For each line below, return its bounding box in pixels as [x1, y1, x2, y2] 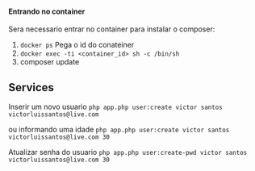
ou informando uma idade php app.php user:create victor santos [8, 125, 230, 135]
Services [8, 81, 55, 94]
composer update [19, 57, 80, 67]
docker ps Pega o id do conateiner [19, 40, 135, 50]
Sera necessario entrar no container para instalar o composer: [8, 24, 215, 34]
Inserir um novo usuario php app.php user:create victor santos [8, 102, 224, 112]
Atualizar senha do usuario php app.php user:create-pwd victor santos [8, 148, 248, 157]
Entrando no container [8, 6, 86, 16]
